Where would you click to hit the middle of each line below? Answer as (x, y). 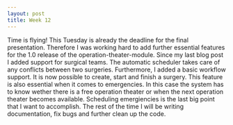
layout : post (26, 14)
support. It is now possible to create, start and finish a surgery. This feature (115, 76)
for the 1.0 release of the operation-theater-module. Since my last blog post (115, 55)
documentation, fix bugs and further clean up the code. (87, 114)
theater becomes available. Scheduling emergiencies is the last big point (111, 99)
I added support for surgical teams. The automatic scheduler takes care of (114, 62)
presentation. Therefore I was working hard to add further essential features (116, 47)
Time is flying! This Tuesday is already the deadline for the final (98, 40)
